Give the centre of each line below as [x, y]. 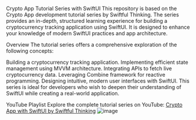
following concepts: [30, 51]
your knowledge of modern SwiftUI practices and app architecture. [87, 33]
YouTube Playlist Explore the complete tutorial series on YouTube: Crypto [94, 104]
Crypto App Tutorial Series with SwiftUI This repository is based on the [92, 8]
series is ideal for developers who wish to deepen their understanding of [94, 87]
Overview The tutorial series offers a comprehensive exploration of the [92, 44]
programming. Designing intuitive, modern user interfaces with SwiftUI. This [98, 81]
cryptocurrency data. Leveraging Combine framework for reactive [86, 75]
